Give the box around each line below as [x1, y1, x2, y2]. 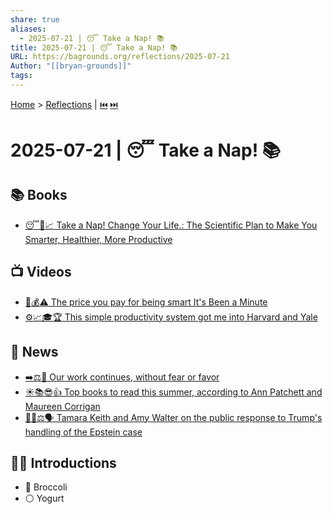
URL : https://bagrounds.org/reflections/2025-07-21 [10, 52, 230, 62]
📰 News [10, 344, 59, 361]
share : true [10, 14, 60, 25]
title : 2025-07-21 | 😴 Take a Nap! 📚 [10, 42, 178, 53]
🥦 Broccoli [24, 481, 68, 493]
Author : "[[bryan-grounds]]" [10, 61, 132, 71]
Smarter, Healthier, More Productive [24, 233, 173, 245]
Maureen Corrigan [24, 400, 101, 412]
